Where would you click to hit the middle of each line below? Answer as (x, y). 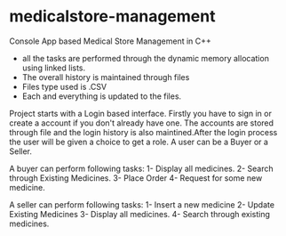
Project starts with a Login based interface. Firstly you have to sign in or (141, 113)
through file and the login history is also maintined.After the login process (143, 132)
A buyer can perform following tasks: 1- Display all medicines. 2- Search (141, 168)
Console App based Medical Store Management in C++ (110, 41)
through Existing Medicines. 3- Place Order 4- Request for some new (136, 178)
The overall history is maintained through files (106, 77)
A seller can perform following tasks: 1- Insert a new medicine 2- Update (142, 204)
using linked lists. (54, 68)
